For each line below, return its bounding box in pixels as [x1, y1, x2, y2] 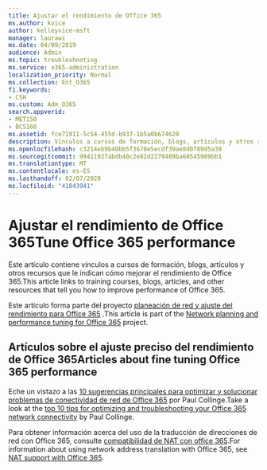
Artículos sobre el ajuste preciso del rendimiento [8, 340, 254, 354]
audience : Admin [8, 49, 62, 57]
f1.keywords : [8, 85, 52, 94]
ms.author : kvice [8, 19, 66, 27]
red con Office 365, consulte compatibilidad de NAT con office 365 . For [8, 436, 241, 445]
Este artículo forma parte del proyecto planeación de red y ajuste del [8, 300, 233, 310]
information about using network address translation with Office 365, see [8, 444, 248, 454]
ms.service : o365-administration [8, 64, 119, 72]
